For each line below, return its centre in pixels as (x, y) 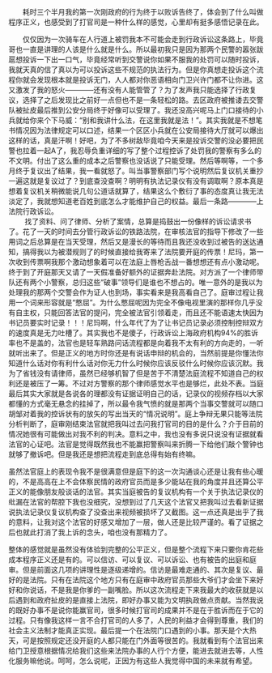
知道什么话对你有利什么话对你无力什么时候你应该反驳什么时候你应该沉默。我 (136, 363)
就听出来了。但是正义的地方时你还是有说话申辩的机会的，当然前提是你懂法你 (136, 353)
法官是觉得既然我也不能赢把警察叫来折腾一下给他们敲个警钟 (157, 444)
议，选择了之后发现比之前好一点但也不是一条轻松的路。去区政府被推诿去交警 (136, 100)
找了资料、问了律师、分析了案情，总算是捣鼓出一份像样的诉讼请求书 (138, 221)
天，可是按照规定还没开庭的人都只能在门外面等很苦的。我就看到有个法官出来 (136, 641)
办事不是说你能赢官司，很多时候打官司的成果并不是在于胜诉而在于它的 (147, 610)
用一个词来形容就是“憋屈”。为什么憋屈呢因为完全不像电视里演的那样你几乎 (132, 302)
